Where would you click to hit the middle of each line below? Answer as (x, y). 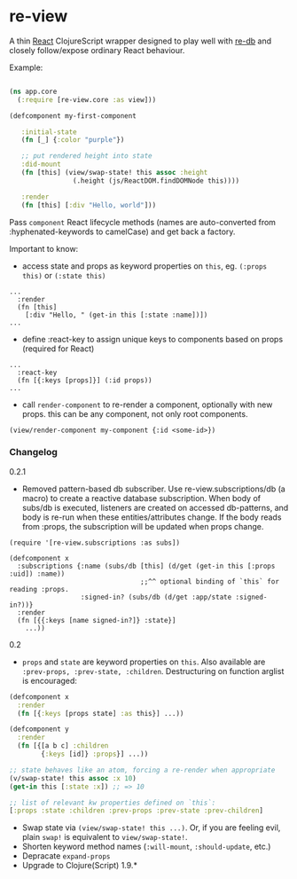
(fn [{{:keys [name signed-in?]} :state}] (97, 620)
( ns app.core (33, 91)
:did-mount (41, 165)
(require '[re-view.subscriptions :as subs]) (94, 543)
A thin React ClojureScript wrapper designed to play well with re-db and (141, 41)
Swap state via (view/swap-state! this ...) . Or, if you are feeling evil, (151, 828)
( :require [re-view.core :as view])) (87, 99)
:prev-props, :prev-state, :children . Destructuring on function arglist (153, 671)
